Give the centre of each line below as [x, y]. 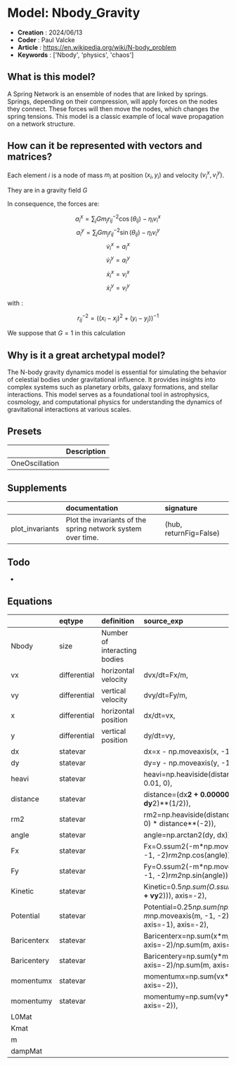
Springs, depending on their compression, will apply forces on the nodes [112, 101]
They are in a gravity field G [47, 191]
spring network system [104, 529]
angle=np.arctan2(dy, [179, 835]
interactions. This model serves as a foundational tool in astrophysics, [108, 394]
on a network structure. [41, 124]
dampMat [27, 1051]
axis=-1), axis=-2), [176, 924]
